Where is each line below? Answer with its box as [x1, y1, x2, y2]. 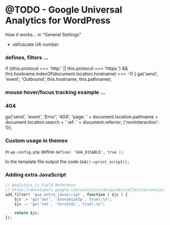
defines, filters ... [5, 54, 49, 61]
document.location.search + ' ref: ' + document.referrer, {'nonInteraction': [5, 119, 159, 125]
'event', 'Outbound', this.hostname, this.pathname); [5, 76, 112, 82]
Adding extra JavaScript [5, 171, 66, 178]
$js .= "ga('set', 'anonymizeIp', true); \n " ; [14, 197, 112, 202]
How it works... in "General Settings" [5, 31, 82, 37]
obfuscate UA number [12, 41, 59, 47]
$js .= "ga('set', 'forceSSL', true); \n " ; [14, 201, 105, 206]
